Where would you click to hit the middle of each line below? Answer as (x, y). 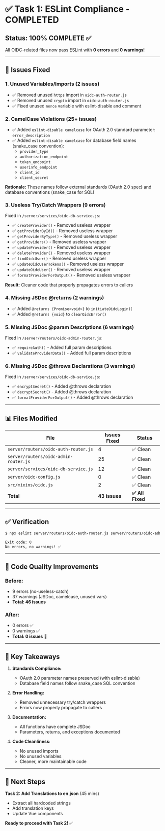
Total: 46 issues (29, 602)
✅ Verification (27, 522)
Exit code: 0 (18, 542)
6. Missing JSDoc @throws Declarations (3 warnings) (70, 366)
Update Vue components (37, 814)
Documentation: (29, 717)
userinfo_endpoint (38, 167)
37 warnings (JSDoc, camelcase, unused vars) (59, 597)
